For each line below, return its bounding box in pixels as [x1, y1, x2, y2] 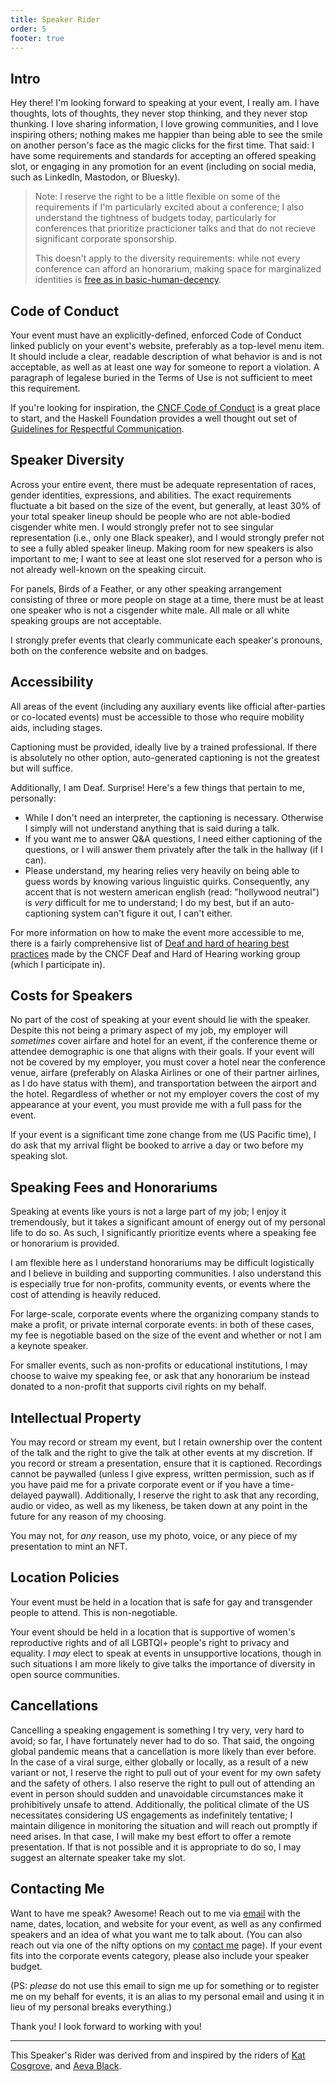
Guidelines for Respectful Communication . [10, 423, 185, 435]
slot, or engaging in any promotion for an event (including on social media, [10, 161, 317, 173]
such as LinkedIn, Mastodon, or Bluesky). [10, 171, 181, 183]
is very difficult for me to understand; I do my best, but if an [24, 896, 271, 908]
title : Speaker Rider [10, 14, 101, 25]
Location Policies [10, 1569, 120, 1586]
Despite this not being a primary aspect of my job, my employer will [10, 1024, 288, 1036]
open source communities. [10, 1668, 120, 1680]
